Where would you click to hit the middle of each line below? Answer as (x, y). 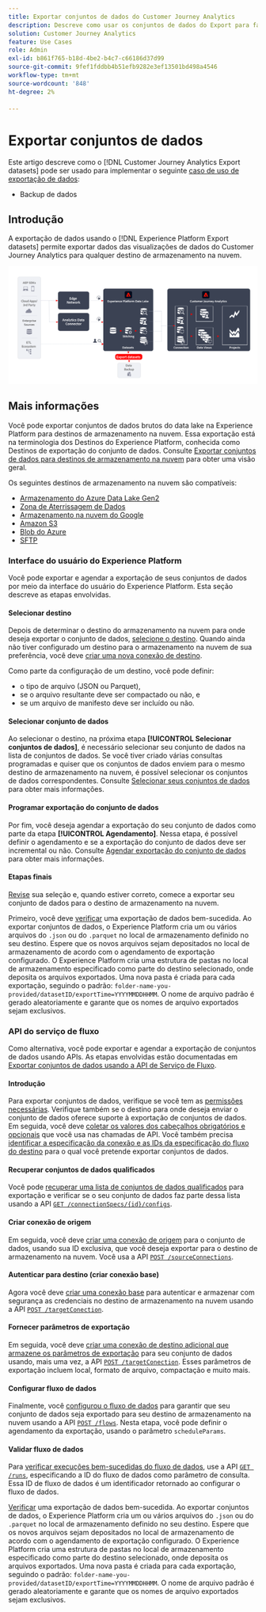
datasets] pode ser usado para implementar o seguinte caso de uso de (124, 171)
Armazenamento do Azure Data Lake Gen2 (89, 498)
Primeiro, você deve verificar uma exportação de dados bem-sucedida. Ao (130, 918)
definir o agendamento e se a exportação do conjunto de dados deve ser (127, 842)
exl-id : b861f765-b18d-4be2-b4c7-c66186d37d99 (86, 59)
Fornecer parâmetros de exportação (69, 1327)
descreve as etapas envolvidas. (60, 595)
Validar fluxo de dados (46, 1449)
